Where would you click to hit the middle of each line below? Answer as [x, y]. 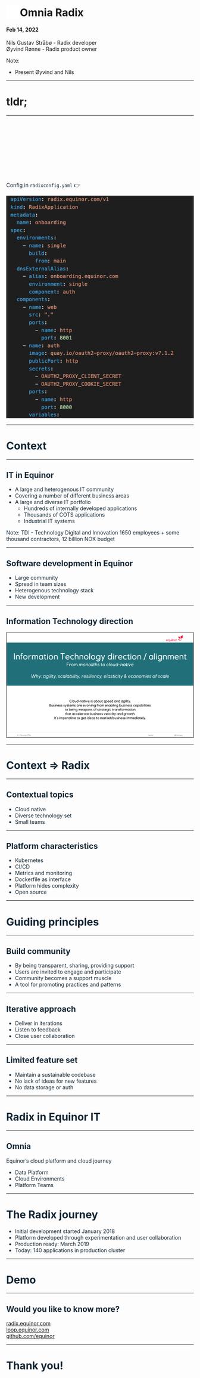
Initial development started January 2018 [65, 1231]
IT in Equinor [30, 475]
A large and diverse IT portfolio [53, 502]
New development [37, 597]
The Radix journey [52, 1214]
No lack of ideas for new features [56, 1081]
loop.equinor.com [28, 1330]
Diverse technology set [43, 815]
